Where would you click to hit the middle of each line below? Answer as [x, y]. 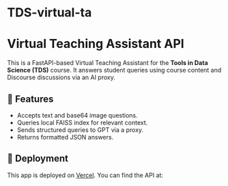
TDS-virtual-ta [49, 13]
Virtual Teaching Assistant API [96, 44]
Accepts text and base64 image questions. [77, 115]
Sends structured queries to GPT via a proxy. [80, 130]
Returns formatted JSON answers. [65, 137]
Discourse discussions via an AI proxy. [61, 77]
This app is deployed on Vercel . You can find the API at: [85, 175]
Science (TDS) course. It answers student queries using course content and [114, 70]
